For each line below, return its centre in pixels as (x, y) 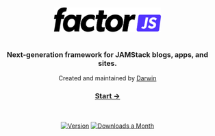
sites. (107, 63)
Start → (107, 96)
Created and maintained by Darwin (107, 78)
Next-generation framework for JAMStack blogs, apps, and (107, 55)
